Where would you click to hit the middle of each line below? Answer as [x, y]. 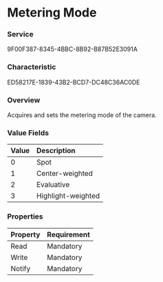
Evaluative [53, 185]
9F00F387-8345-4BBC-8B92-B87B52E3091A [72, 49]
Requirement [69, 234]
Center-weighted [65, 174]
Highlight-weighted [68, 196]
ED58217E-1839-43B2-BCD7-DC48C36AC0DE [74, 82]
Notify [21, 268]
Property [25, 234]
